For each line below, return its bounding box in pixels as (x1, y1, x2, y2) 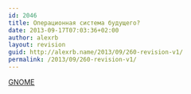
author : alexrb (8, 33, 59, 42)
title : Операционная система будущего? (8, 19, 141, 27)
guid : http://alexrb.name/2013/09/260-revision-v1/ (8, 48, 183, 56)
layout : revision (8, 41, 66, 49)
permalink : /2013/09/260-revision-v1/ (8, 56, 137, 64)
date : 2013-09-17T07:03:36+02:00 (8, 26, 119, 34)
